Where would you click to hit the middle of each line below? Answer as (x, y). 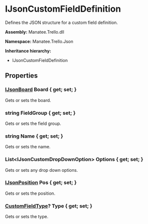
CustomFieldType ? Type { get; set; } (49, 206)
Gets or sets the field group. (33, 123)
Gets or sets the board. (28, 100)
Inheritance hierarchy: (28, 51)
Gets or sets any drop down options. (41, 170)
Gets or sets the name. (28, 147)
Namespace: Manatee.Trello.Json (39, 41)
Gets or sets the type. (27, 217)
